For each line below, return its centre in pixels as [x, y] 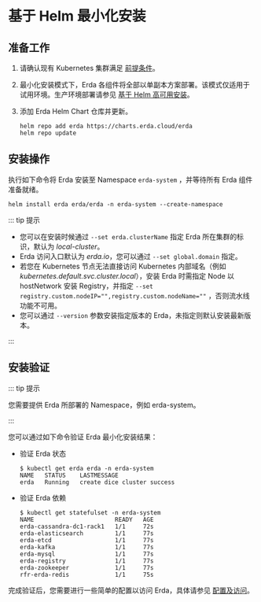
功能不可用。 [40, 305]
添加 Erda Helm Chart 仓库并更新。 [76, 111]
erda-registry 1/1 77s [86, 561]
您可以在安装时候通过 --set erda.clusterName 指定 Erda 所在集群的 [128, 236]
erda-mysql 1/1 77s [86, 554]
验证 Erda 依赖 [43, 497]
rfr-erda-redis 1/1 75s [86, 574]
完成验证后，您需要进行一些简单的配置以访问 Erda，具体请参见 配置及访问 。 [131, 590]
